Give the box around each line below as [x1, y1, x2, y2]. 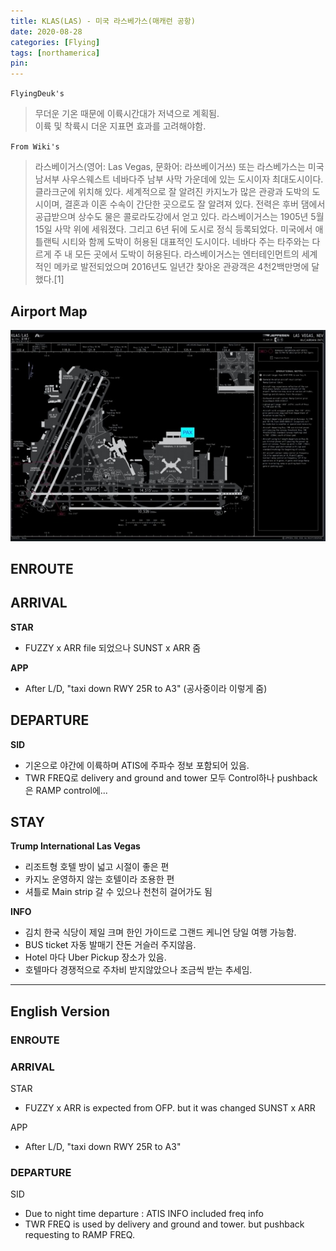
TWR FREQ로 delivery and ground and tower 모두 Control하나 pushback [24, 771, 318, 784]
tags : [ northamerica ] [10, 48, 101, 58]
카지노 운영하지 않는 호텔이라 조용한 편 [24, 873, 175, 885]
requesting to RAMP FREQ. [24, 1229, 135, 1241]
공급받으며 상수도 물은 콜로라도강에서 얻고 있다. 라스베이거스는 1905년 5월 [34, 211, 325, 223]
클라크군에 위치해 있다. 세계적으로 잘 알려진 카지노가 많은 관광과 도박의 [34, 186, 310, 198]
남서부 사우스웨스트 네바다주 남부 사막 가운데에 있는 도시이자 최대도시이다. [34, 173, 324, 185]
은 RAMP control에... [24, 784, 108, 796]
